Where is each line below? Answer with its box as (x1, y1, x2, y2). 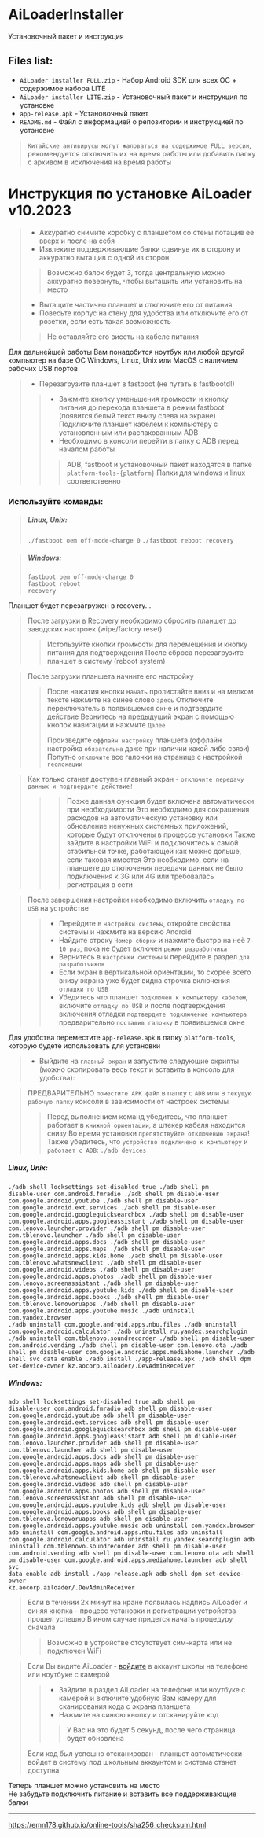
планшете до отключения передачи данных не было (66, 863, 244, 872)
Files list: (8, 54, 53, 68)
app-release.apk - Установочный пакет (19, 109, 149, 118)
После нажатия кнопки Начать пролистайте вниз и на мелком (46, 687, 254, 696)
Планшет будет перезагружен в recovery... (8, 600, 152, 610)
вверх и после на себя (38, 236, 115, 245)
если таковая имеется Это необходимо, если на (66, 855, 229, 864)
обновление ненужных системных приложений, (66, 821, 229, 830)
